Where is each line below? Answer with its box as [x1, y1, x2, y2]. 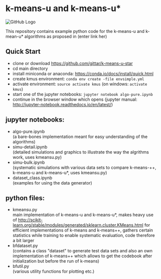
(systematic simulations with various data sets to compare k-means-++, [12, 164, 157, 170]
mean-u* [5, 33, 24, 39]
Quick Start [5, 47, 41, 56]
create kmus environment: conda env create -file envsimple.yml [12, 76, 145, 81]
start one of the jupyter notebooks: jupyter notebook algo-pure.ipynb [12, 91, 153, 97]
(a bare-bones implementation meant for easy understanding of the [12, 134, 148, 139]
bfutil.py [12, 263, 30, 269]
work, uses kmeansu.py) [12, 154, 62, 160]
